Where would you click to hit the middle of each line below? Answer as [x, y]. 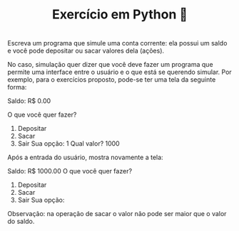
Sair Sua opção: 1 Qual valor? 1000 [68, 144]
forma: [17, 87]
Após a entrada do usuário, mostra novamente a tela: [85, 157]
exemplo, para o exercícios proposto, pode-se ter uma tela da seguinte [112, 80]
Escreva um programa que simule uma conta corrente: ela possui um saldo [117, 43]
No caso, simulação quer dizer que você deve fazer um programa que [110, 65]
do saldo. [21, 221]
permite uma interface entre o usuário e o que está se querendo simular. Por [119, 72]
